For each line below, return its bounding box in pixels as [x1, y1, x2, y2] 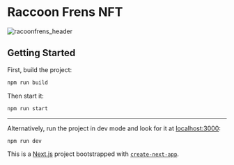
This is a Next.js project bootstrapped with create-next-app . [7, 150, 180, 158]
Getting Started [7, 47, 76, 59]
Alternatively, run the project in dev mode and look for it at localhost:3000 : [7, 124, 221, 132]
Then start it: [7, 92, 44, 100]
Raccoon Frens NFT [7, 4, 123, 20]
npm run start [7, 105, 49, 112]
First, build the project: [7, 65, 72, 73]
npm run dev [7, 137, 42, 144]
